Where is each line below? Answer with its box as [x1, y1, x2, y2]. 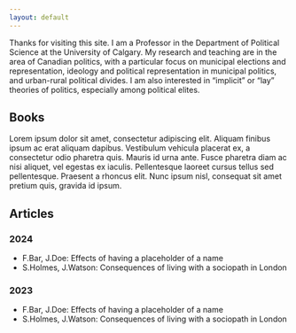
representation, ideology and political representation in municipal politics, [9, 66, 277, 76]
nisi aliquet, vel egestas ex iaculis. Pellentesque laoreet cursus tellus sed [9, 161, 275, 173]
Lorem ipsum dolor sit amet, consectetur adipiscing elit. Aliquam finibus [9, 134, 271, 144]
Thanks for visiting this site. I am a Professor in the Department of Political [9, 37, 280, 48]
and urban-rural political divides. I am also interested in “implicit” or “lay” [9, 74, 275, 85]
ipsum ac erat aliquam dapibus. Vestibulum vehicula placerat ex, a [9, 143, 251, 153]
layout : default [9, 12, 69, 22]
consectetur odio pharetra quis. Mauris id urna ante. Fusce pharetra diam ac [9, 152, 288, 163]
